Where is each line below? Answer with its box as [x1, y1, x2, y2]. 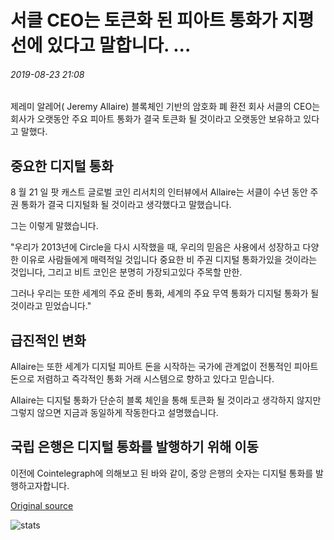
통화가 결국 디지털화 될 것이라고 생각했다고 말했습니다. [20, 199, 232, 211]
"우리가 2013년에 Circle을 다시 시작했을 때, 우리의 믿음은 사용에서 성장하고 [10, 241, 301, 253]
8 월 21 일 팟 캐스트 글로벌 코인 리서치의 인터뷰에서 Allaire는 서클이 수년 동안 [10, 186, 308, 198]
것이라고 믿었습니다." [10, 300, 92, 312]
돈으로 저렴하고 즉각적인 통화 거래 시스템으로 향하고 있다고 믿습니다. [10, 373, 275, 385]
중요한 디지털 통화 [10, 157, 114, 175]
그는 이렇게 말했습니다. [10, 220, 99, 232]
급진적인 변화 [10, 332, 87, 349]
